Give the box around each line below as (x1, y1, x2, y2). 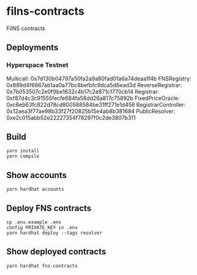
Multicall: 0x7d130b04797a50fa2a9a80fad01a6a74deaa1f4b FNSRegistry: (6, 75, 191, 82)
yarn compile (6, 153, 40, 160)
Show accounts (6, 170, 67, 180)
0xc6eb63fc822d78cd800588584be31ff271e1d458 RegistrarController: (6, 101, 186, 108)
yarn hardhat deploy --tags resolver (6, 230, 103, 236)
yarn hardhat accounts (6, 186, 64, 193)
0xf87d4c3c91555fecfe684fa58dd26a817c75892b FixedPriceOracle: (6, 94, 180, 102)
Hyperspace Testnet (6, 61, 69, 69)
